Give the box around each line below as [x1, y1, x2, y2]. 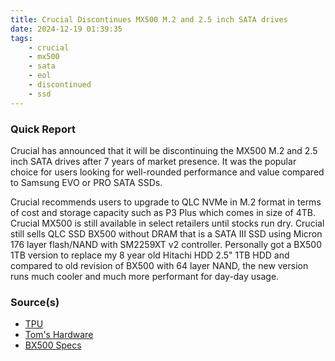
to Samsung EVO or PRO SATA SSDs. [10, 176, 163, 188]
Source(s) [10, 295, 60, 309]
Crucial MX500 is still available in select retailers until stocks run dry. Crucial [10, 217, 325, 229]
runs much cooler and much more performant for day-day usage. [10, 270, 280, 282]
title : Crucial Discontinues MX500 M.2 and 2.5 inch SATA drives [10, 14, 288, 25]
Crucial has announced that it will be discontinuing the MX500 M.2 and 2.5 [10, 144, 318, 156]
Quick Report [10, 122, 76, 136]
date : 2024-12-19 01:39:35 [10, 24, 123, 34]
